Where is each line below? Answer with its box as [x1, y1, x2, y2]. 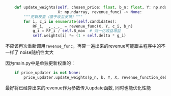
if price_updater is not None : [14, 70, 81, 76]
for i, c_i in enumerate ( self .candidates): [23, 19, 117, 24]
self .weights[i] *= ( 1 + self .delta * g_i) [32, 33, 126, 38]
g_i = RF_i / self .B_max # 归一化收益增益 [32, 28, 121, 34]
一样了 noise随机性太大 [5, 49, 54, 55]
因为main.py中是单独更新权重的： [5, 60, 75, 66]
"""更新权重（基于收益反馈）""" [23, 14, 83, 19]
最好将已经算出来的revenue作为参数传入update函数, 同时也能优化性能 [5, 84, 151, 91]
